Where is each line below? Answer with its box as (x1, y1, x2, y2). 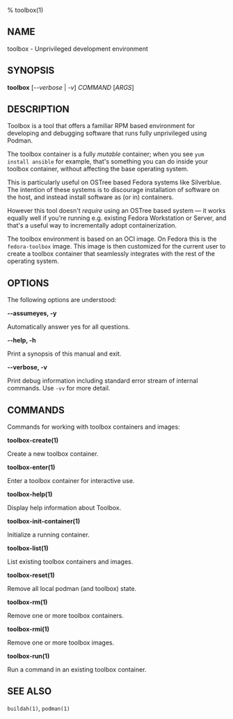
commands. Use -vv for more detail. (7, 384, 111, 393)
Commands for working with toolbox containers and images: (7, 422, 180, 431)
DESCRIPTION (7, 104, 70, 116)
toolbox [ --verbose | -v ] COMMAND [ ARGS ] (7, 83, 134, 91)
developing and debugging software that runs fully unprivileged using (7, 129, 207, 138)
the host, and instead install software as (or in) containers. (7, 193, 174, 201)
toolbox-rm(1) (7, 598, 48, 606)
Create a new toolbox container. (7, 450, 99, 458)
